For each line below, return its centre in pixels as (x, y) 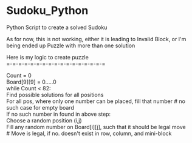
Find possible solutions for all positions (55, 95)
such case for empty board (40, 107)
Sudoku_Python (47, 11)
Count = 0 (19, 75)
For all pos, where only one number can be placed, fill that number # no (96, 101)
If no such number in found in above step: (59, 114)
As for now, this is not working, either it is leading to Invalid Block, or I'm (96, 39)
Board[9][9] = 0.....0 (31, 82)
